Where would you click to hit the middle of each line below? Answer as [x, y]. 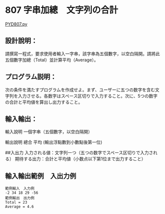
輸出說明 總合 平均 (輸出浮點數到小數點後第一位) [54, 142]
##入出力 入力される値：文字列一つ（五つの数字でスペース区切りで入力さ [79, 153]
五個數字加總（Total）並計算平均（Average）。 [52, 60]
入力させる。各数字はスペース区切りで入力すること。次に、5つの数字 [88, 96]
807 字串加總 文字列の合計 [62, 10]
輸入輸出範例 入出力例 [41, 176]
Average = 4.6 [20, 207]
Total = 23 [16, 203]
